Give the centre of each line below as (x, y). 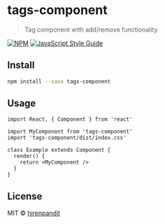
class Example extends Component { (59, 150)
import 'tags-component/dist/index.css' (67, 138)
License (25, 196)
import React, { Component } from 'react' (70, 119)
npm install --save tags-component (59, 81)
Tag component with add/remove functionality (91, 29)
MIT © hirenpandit (34, 213)
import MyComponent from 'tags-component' (70, 132)
